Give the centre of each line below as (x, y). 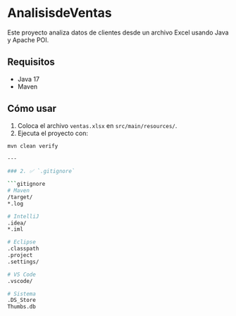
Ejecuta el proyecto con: (52, 133)
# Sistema (22, 293)
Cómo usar (32, 109)
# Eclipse (22, 242)
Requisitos (31, 62)
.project (20, 255)
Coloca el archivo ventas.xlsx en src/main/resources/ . (97, 125)
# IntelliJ (23, 216)
